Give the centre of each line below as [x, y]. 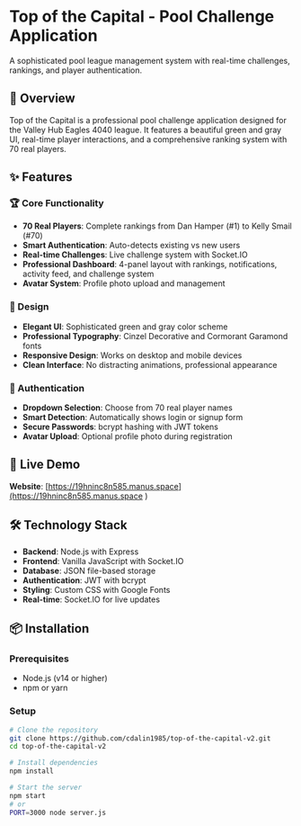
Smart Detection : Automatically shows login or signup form [133, 417]
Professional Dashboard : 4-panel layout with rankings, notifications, [150, 265]
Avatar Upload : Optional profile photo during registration [128, 436]
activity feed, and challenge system [88, 274]
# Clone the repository [54, 730]
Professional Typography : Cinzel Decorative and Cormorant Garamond [155, 336]
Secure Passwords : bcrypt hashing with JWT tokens [120, 427]
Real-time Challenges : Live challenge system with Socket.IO [135, 255]
